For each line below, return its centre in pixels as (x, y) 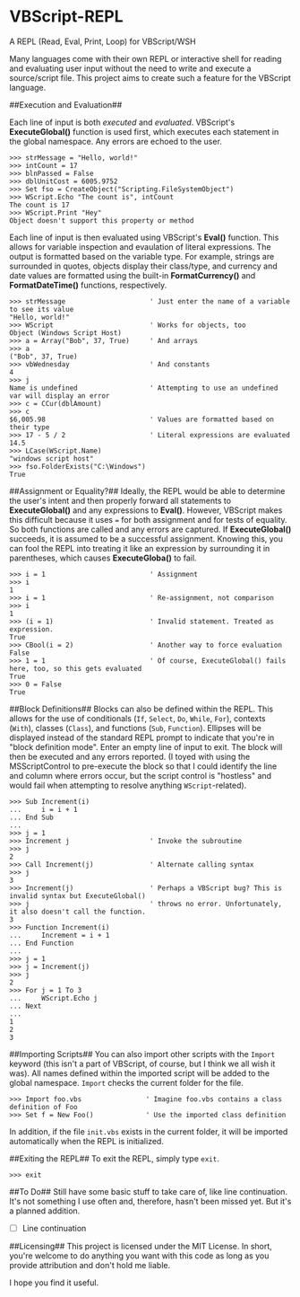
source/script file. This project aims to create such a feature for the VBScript (150, 77)
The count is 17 (39, 205)
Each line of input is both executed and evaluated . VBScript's (122, 122)
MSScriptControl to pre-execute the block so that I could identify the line (143, 766)
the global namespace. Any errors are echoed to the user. (116, 141)
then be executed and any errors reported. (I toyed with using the (130, 756)
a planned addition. (45, 1211)
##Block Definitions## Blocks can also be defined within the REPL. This (141, 709)
